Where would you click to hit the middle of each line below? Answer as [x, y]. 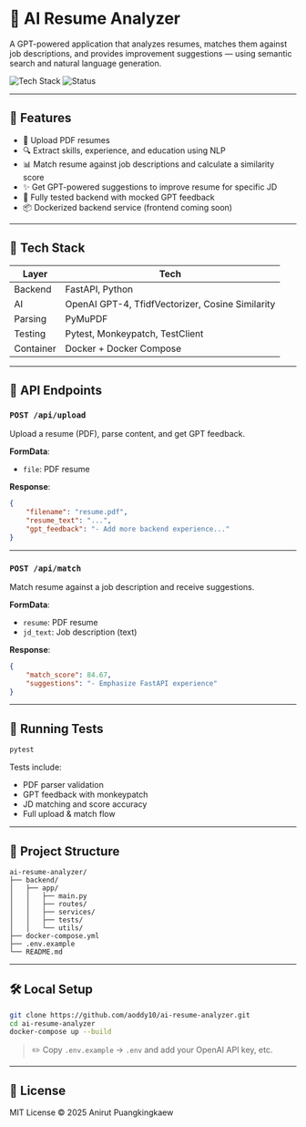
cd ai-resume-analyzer [52, 1024]
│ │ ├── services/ [52, 912]
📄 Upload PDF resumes [66, 140]
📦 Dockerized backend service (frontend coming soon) [127, 207]
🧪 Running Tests [56, 729]
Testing [30, 334]
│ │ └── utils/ [46, 928]
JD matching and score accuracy [85, 804]
